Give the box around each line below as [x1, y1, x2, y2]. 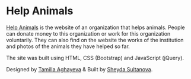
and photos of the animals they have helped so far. [6, 43, 130, 50]
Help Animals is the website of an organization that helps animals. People [6, 24, 185, 31]
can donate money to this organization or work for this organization [6, 30, 171, 37]
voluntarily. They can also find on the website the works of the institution [6, 36, 184, 43]
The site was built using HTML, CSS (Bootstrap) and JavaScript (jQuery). [6, 54, 184, 61]
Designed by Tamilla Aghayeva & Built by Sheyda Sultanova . [6, 65, 153, 72]
